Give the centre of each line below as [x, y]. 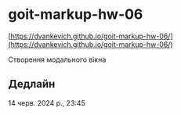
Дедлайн [32, 84]
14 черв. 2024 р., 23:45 [47, 102]
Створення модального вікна [57, 59]
